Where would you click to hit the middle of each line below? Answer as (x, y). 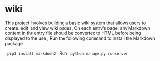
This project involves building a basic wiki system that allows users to (76, 23)
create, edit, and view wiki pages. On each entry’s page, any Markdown (78, 28)
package (14, 43)
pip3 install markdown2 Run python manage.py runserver (67, 53)
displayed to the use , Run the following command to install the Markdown (80, 38)
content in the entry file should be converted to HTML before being (73, 33)
